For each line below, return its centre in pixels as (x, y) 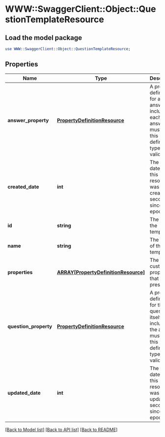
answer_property (28, 120)
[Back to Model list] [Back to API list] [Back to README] (61, 430)
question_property (30, 326)
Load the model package (44, 38)
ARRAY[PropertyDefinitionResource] (101, 272)
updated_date (24, 393)
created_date (23, 187)
